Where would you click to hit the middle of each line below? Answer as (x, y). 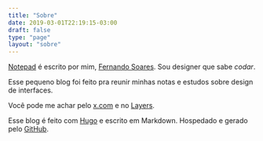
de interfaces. (31, 90)
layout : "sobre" (35, 45)
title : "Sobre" (33, 15)
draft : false (29, 30)
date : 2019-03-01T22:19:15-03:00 (63, 23)
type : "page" (29, 37)
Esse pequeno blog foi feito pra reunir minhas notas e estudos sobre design (131, 82)
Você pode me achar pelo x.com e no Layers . (82, 106)
